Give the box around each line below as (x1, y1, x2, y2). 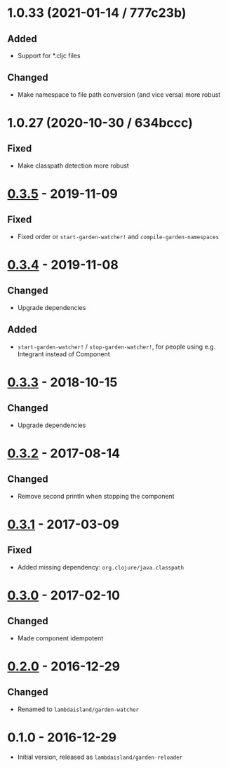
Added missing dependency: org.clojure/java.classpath (17, 562, 185, 571)
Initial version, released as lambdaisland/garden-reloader (17, 753, 183, 761)
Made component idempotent (17, 633, 104, 642)
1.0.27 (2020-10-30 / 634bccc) (7, 115, 193, 130)
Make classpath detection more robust (17, 161, 130, 170)
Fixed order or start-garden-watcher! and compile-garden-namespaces (17, 232, 220, 241)
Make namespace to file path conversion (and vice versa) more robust (17, 90, 221, 99)
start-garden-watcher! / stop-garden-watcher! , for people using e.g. (17, 342, 216, 351)
